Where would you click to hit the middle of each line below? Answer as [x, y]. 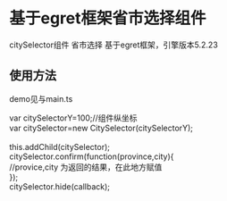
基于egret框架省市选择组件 [108, 18]
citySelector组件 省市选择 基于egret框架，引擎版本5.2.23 [114, 45]
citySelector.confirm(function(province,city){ [92, 156]
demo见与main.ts [41, 98]
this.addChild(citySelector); [59, 147]
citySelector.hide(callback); [59, 186]
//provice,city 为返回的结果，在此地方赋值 [86, 167]
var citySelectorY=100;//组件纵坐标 [73, 118]
